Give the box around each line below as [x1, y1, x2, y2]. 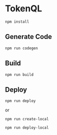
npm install [5, 19, 29, 24]
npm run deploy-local [5, 125, 49, 131]
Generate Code [5, 33, 52, 41]
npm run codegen [5, 45, 38, 51]
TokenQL [5, 3, 42, 14]
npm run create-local [5, 117, 49, 122]
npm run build [5, 72, 34, 77]
